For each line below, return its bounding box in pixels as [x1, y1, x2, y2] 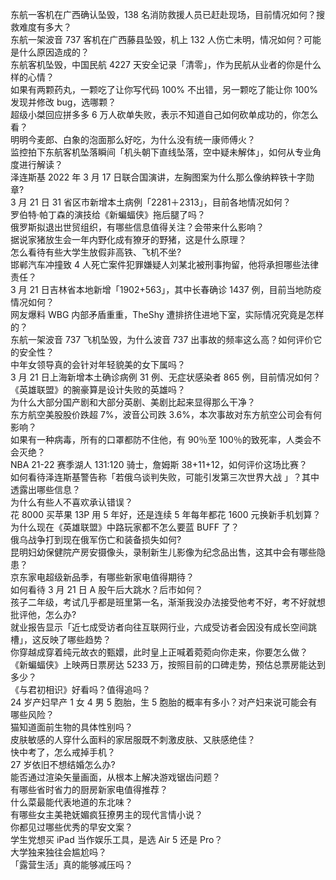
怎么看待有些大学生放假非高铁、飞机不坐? [10, 246, 182, 258]
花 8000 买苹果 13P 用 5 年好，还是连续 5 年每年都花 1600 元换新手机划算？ [10, 509, 322, 520]
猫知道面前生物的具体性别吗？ [10, 721, 133, 733]
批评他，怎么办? [10, 609, 77, 620]
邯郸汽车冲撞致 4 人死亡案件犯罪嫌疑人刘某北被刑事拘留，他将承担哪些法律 [10, 259, 319, 270]
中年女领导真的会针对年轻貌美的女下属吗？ [10, 359, 186, 370]
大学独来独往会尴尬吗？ [10, 846, 107, 858]
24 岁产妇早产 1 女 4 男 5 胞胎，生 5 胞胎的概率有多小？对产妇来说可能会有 [10, 696, 318, 708]
